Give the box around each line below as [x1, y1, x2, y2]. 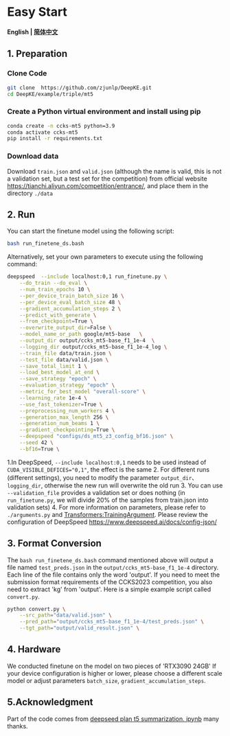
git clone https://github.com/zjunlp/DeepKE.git [7, 84, 152, 91]
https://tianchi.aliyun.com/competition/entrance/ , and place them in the [7, 181, 209, 189]
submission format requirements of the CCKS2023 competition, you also [7, 577, 213, 586]
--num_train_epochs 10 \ [19, 286, 91, 293]
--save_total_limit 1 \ [19, 363, 88, 369]
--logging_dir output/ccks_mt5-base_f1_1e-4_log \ [19, 343, 168, 350]
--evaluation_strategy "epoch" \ [19, 382, 115, 389]
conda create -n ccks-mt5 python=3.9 [7, 122, 115, 129]
